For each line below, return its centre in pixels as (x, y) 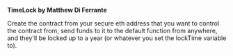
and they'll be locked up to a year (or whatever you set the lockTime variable (117, 38)
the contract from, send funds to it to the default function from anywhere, (112, 31)
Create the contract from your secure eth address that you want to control (113, 23)
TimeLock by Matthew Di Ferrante (57, 10)
